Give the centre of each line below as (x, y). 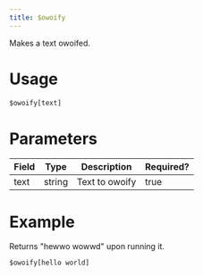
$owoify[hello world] (50, 263)
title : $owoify (38, 17)
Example (42, 222)
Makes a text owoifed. (50, 43)
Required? (167, 167)
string (56, 182)
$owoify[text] (36, 103)
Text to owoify (106, 182)
